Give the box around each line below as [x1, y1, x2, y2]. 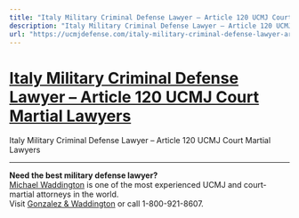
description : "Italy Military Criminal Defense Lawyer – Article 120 [9, 21, 273, 30]
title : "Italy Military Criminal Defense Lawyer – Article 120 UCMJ [9, 12, 269, 22]
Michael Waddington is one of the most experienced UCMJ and [9, 180, 242, 190]
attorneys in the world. [36, 189, 119, 200]
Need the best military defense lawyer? [9, 170, 158, 181]
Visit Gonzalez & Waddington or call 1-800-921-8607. [9, 198, 205, 209]
